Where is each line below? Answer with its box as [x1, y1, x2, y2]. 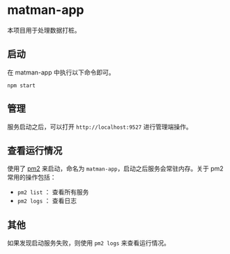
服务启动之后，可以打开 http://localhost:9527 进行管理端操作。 [7, 122, 193, 131]
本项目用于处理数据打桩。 [7, 26, 81, 34]
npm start [7, 82, 36, 89]
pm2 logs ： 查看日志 [17, 197, 77, 205]
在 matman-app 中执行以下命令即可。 [7, 68, 115, 77]
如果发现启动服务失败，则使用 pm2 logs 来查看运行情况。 [7, 239, 171, 247]
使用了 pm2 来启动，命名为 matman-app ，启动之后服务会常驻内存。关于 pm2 [7, 164, 224, 173]
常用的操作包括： [7, 173, 56, 182]
